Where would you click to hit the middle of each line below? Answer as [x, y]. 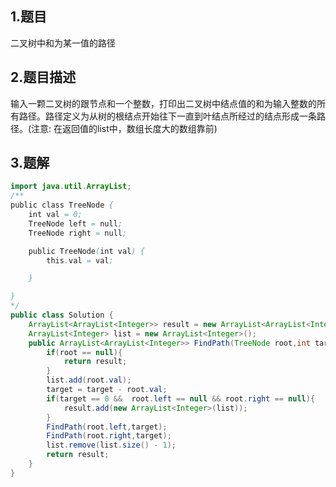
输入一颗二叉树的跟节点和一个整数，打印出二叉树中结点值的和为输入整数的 [163, 103]
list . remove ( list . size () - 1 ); [111, 445]
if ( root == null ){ [84, 352]
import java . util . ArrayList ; [71, 187]
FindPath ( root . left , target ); [107, 427]
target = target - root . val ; [107, 390]
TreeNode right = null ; [78, 233]
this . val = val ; [80, 260]
